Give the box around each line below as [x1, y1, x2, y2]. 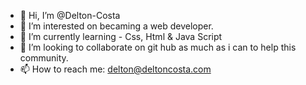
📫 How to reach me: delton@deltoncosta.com [19, 63, 212, 75]
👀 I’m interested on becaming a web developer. [19, 20, 214, 32]
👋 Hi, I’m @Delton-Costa [19, 10, 121, 21]
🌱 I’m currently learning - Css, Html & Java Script [19, 31, 223, 42]
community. [19, 52, 69, 64]
